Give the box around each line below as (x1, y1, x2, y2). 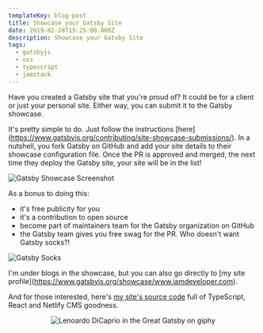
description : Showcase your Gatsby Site (8, 33, 144, 42)
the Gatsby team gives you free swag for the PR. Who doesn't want (19, 229, 240, 238)
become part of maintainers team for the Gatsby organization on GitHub (19, 221, 255, 230)
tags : (8, 41, 26, 49)
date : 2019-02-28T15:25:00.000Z (8, 26, 115, 34)
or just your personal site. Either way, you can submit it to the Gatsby (8, 100, 233, 110)
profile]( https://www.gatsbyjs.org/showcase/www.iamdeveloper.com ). (8, 276, 238, 286)
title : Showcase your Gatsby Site (8, 19, 123, 27)
